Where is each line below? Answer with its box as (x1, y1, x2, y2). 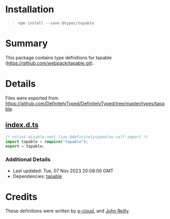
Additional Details (5, 156, 51, 163)
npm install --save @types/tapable (17, 21, 95, 26)
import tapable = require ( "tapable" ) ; (5, 139, 88, 144)
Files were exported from (5, 95, 59, 101)
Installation (5, 4, 54, 15)
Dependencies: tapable (12, 173, 63, 179)
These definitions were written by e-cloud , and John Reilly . (5, 208, 130, 214)
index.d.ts (5, 121, 39, 129)
